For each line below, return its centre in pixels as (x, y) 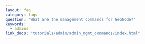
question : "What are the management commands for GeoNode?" (71, 19)
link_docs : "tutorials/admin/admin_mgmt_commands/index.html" (73, 33)
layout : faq (18, 10)
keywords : (16, 24)
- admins (19, 29)
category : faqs (21, 15)
